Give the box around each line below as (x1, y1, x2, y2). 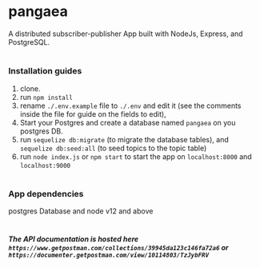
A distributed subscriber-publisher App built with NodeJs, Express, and (8, 29, 243, 38)
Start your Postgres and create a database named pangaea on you (19, 118, 236, 127)
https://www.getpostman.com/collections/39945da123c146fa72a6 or (8, 243, 229, 253)
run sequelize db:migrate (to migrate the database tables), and (19, 134, 230, 144)
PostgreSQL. (8, 37, 50, 46)
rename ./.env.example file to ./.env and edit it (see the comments (19, 101, 242, 110)
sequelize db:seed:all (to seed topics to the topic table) (19, 143, 207, 153)
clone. (19, 83, 42, 94)
